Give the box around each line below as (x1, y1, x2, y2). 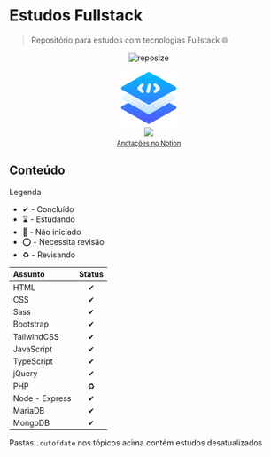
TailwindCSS (12, 331, 59, 342)
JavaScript (12, 343, 53, 354)
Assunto (12, 269, 45, 280)
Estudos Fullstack (9, 5, 143, 26)
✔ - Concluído (21, 203, 74, 214)
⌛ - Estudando (21, 214, 75, 225)
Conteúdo (9, 163, 66, 178)
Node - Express (12, 392, 72, 404)
